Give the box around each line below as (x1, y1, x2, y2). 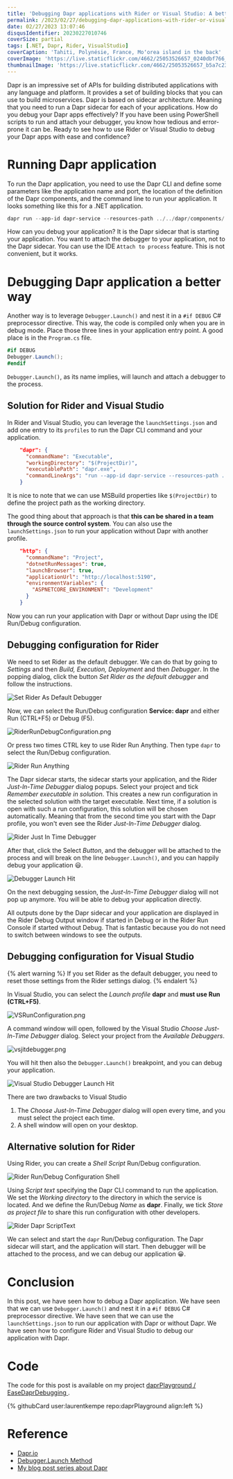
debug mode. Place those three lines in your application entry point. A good (7, 327, 223, 335)
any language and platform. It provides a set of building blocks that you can (7, 88, 223, 96)
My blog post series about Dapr (17, 1464, 108, 1472)
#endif (7, 360, 26, 367)
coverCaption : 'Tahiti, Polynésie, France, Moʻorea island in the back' (7, 49, 222, 56)
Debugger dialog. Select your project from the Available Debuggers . (30, 1031, 225, 1040)
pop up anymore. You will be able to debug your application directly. (7, 895, 202, 903)
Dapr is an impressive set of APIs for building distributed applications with (7, 80, 218, 89)
